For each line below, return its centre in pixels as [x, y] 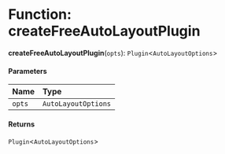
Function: [40, 15]
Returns [22, 124]
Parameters [28, 71]
